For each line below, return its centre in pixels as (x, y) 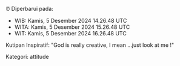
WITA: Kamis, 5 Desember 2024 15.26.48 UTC (72, 27)
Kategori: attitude (27, 57)
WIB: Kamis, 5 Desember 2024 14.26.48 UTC (71, 21)
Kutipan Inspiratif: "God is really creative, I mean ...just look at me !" (90, 45)
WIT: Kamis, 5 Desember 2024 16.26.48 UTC (70, 33)
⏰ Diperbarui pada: (30, 9)
